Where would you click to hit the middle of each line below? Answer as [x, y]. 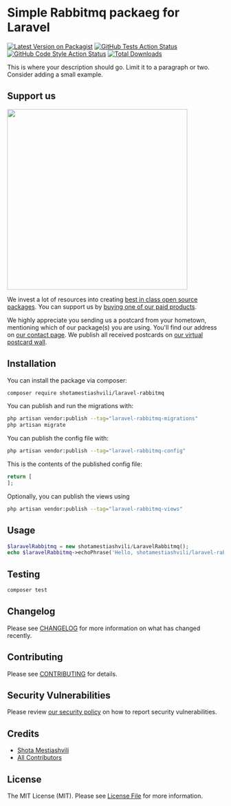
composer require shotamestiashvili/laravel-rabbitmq [86, 393]
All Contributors [39, 758]
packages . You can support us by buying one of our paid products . [102, 306]
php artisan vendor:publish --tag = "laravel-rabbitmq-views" [95, 509]
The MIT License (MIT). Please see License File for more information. [105, 796]
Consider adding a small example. [55, 74]
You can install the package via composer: [67, 380]
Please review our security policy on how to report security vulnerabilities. [112, 712]
